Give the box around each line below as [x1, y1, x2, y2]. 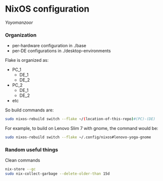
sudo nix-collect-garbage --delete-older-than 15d [5, 171, 110, 176]
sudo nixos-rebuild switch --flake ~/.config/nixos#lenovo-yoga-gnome [5, 135, 151, 140]
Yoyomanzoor [5, 19, 33, 25]
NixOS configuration [5, 3, 90, 15]
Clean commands [5, 157, 40, 163]
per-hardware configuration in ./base [12, 43, 87, 49]
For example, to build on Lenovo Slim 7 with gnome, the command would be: [5, 126, 159, 131]
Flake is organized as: [5, 57, 49, 63]
